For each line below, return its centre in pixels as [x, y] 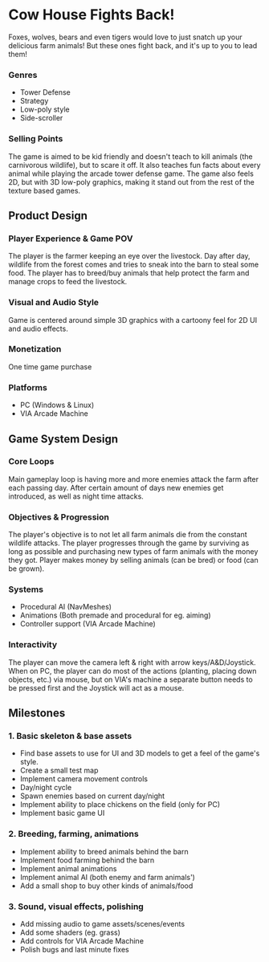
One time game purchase [50, 366]
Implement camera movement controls [84, 779]
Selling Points [36, 139]
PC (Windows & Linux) [57, 405]
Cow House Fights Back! [92, 15]
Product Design [48, 216]
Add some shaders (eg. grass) [70, 932]
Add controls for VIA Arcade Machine [82, 940]
